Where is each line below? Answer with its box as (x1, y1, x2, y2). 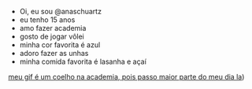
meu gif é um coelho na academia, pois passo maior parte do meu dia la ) (8, 72, 245, 81)
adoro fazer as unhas (19, 49, 89, 57)
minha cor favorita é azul (19, 40, 101, 50)
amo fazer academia (19, 24, 87, 32)
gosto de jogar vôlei (19, 32, 84, 41)
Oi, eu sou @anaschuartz (19, 7, 102, 16)
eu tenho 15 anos (19, 15, 76, 24)
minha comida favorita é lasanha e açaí (19, 57, 147, 66)
